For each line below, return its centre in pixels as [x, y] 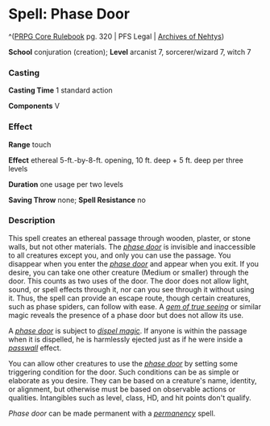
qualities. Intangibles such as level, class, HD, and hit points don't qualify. [130, 397]
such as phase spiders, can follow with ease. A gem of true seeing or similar [135, 306]
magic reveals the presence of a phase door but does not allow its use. [126, 315]
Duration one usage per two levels [66, 184]
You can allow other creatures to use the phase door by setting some [123, 363]
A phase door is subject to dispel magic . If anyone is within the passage [128, 330]
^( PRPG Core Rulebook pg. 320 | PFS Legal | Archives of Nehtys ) [116, 36]
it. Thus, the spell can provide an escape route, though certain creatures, [129, 298]
